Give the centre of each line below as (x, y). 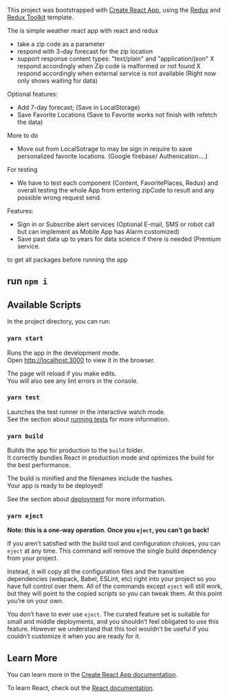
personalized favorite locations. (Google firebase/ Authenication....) (112, 156)
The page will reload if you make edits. (62, 373)
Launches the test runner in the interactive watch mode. (87, 412)
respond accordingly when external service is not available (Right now (117, 73)
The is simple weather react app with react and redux (83, 31)
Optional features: (33, 94)
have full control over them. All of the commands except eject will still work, (115, 587)
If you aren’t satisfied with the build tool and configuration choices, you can (114, 544)
